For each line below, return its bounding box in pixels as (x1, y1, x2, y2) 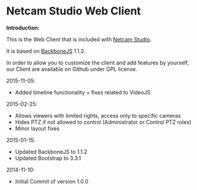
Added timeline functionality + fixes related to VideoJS (14, 88, 151, 96)
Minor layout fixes (14, 124, 60, 132)
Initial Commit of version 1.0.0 (14, 177, 89, 185)
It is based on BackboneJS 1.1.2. (6, 47, 86, 55)
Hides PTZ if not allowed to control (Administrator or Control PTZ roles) (14, 118, 192, 126)
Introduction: (6, 24, 40, 31)
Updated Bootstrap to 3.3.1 (14, 155, 81, 162)
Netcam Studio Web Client (6, 4, 142, 18)
